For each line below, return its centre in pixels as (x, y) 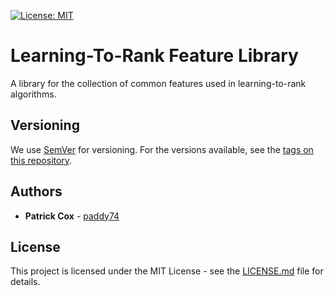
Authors (36, 191)
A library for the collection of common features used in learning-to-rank (158, 83)
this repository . (41, 160)
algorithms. (33, 94)
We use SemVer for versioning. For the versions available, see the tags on (162, 149)
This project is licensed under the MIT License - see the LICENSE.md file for (167, 271)
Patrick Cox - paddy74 (72, 216)
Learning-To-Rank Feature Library (154, 56)
